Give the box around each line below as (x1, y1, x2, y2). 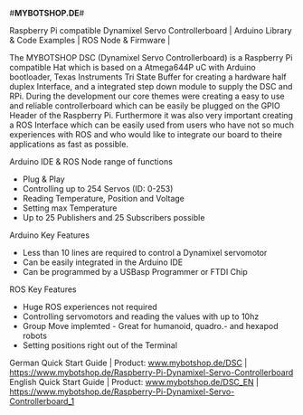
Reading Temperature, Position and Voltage (22, 193, 185, 203)
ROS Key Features (9, 284, 77, 295)
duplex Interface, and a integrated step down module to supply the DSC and (9, 81, 293, 91)
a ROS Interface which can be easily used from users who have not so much (9, 119, 294, 130)
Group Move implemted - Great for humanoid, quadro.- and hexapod (22, 321, 279, 331)
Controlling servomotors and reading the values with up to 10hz (22, 311, 260, 322)
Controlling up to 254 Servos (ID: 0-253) (22, 184, 174, 193)
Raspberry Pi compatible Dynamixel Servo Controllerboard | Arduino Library (9, 25, 292, 35)
